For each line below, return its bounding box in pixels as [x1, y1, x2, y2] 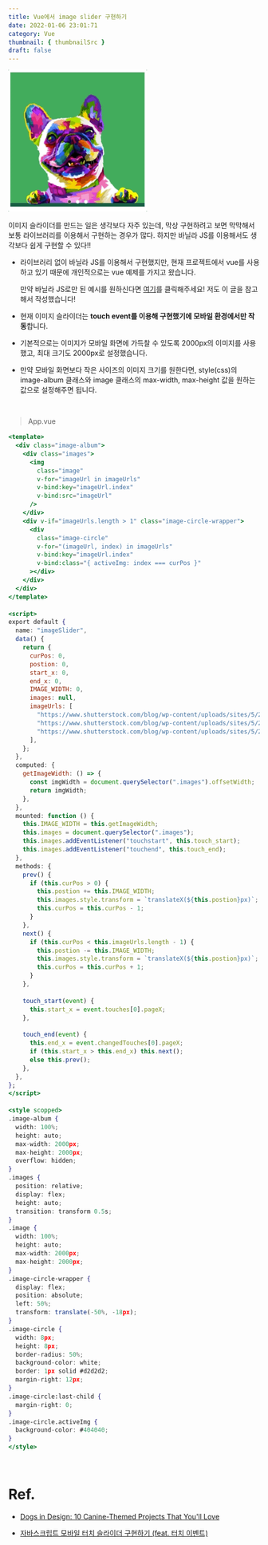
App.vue [27, 417, 56, 426]
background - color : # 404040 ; [15, 1426, 109, 1434]
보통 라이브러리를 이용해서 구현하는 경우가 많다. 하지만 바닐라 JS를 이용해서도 [8, 231, 249, 240]
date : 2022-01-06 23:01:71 [8, 21, 98, 30]
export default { [8, 618, 66, 626]
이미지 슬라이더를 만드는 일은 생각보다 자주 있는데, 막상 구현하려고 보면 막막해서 [8, 220, 255, 231]
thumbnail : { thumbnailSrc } [8, 38, 105, 46]
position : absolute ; [15, 1291, 84, 1300]
